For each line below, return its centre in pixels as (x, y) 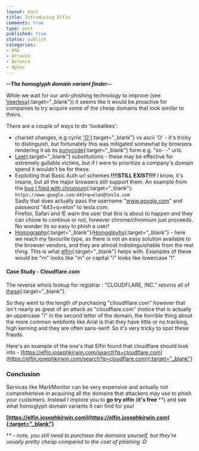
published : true (26, 34)
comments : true (25, 23)
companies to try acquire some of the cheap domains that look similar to (95, 108)
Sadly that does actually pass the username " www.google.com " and (99, 201)
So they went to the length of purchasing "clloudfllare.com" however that (96, 303)
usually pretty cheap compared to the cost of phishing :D (77, 441)
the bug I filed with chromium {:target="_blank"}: (74, 188)
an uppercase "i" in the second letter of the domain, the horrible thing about (99, 315)
